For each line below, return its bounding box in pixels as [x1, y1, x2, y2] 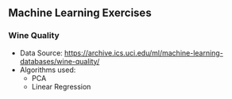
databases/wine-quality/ [19, 56, 100, 66]
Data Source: [19, 48, 64, 58]
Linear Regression [31, 82, 91, 91]
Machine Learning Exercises [8, 6, 153, 20]
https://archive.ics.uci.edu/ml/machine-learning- [64, 48, 224, 58]
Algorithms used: [19, 65, 76, 74]
